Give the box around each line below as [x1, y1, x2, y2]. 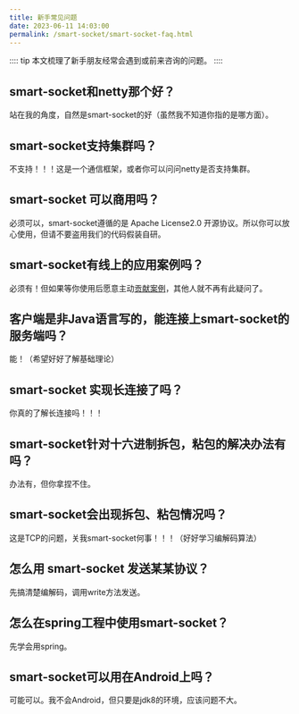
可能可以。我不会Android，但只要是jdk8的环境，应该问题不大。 [9, 694, 243, 706]
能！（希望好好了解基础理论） [9, 354, 119, 365]
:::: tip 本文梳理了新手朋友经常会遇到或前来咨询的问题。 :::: [9, 55, 223, 66]
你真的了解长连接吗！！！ [9, 407, 104, 418]
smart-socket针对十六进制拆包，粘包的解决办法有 [9, 436, 287, 451]
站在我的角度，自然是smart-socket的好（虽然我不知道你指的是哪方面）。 [9, 109, 274, 121]
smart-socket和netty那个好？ [9, 84, 176, 99]
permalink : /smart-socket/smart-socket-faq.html [9, 29, 194, 38]
